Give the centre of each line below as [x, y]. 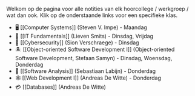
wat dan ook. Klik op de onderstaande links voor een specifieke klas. [92, 15]
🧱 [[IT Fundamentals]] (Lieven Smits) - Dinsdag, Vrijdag [84, 36]
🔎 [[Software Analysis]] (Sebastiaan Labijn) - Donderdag [85, 71]
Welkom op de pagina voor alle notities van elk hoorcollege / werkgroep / [97, 9]
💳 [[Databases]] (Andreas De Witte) [60, 87]
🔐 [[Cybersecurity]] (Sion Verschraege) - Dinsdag [77, 43]
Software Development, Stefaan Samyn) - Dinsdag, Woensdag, [94, 58]
